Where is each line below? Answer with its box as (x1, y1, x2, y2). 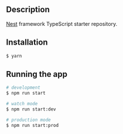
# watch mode (6, 101, 38, 107)
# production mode (6, 117, 51, 123)
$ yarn (6, 53, 22, 59)
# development (6, 85, 41, 91)
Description (6, 5, 50, 15)
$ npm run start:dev (6, 106, 57, 112)
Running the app (6, 69, 67, 79)
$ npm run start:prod (6, 122, 59, 128)
